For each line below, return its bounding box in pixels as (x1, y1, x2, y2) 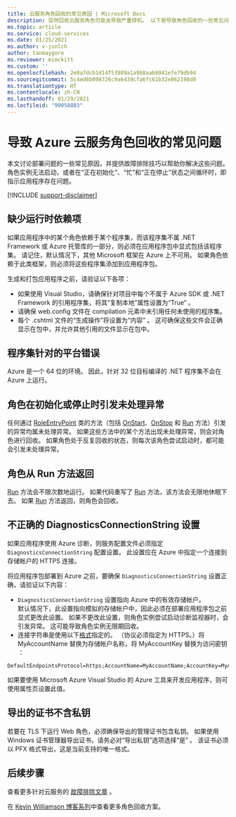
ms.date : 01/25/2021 (7, 37, 68, 44)
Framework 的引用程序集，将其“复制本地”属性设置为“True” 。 (17, 298, 195, 306)
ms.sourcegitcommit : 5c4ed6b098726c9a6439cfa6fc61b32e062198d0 (7, 75, 197, 83)
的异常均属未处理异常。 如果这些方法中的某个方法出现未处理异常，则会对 (7, 428, 218, 436)
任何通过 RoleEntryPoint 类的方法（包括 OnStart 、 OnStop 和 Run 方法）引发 (7, 418, 227, 427)
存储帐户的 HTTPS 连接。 (7, 556, 81, 565)
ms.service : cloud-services (7, 30, 90, 37)
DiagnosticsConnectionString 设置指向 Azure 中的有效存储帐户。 (17, 595, 205, 604)
